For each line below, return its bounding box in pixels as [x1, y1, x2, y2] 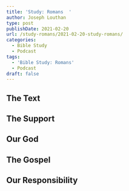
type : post [6, 20, 34, 26]
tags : [6, 54, 20, 60]
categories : [6, 37, 36, 43]
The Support [6, 114, 55, 124]
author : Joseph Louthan [6, 15, 67, 21]
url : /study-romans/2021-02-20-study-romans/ [6, 31, 123, 37]
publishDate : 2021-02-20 [6, 25, 69, 32]
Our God [6, 134, 39, 144]
